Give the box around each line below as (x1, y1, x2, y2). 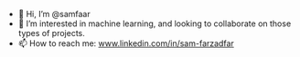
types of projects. (17, 28, 85, 38)
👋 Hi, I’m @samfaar (17, 9, 91, 19)
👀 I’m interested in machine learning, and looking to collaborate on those (17, 18, 292, 29)
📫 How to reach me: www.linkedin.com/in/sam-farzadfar (17, 38, 235, 49)
